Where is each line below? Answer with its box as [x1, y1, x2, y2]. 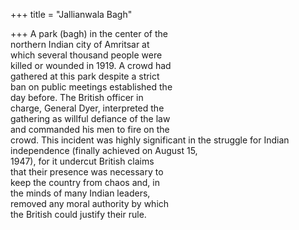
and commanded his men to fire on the [10, 124, 170, 135]
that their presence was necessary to [10, 166, 164, 178]
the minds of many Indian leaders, [10, 187, 151, 199]
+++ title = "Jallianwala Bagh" [10, 9, 133, 20]
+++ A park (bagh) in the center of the [10, 28, 168, 39]
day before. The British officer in [10, 92, 144, 103]
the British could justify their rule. [10, 209, 147, 220]
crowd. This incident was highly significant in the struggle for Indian [10, 134, 290, 146]
